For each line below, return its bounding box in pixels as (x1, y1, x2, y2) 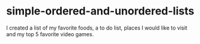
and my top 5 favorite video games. (6, 30, 94, 37)
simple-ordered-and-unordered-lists (6, 4, 195, 18)
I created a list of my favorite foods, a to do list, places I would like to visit (6, 24, 187, 31)
